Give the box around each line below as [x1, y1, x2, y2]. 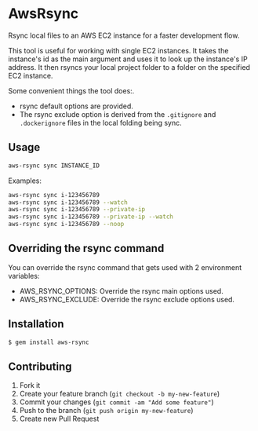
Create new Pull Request [19, 414, 100, 424]
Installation [8, 317, 64, 331]
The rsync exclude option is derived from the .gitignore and [19, 109, 216, 119]
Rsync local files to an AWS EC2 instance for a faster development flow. [8, 31, 240, 40]
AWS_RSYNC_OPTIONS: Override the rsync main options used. [19, 286, 223, 295]
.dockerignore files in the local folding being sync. [19, 118, 182, 127]
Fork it [19, 381, 41, 390]
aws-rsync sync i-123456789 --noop [8, 221, 125, 228]
